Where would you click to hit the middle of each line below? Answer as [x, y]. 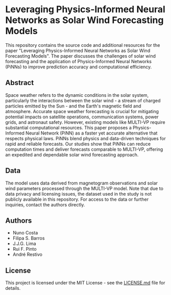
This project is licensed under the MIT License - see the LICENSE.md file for [85, 283]
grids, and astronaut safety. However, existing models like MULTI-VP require [85, 122]
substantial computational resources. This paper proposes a [68, 127]
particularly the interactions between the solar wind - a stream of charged [83, 100]
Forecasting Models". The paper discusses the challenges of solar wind [81, 56]
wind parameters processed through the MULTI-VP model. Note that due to [84, 188]
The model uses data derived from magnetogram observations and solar [82, 183]
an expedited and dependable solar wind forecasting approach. [72, 154]
